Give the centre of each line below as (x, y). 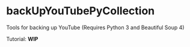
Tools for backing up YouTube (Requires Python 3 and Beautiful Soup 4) (95, 27)
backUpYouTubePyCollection (81, 11)
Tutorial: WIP (22, 39)
